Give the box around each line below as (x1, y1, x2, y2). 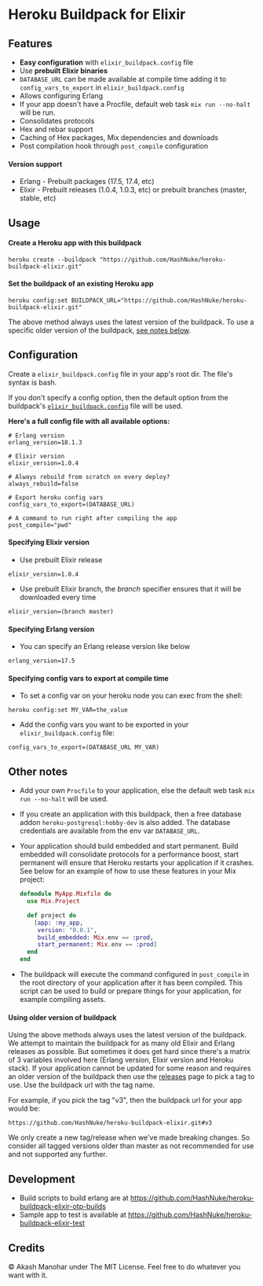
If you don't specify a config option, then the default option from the (8, 392, 229, 402)
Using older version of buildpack (8, 1012, 117, 1022)
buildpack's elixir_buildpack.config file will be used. (8, 401, 183, 411)
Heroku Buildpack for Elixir (8, 6, 186, 24)
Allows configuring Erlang (19, 91, 104, 100)
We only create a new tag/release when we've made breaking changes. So (8, 1133, 250, 1142)
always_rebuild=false (8, 480, 79, 488)
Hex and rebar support (19, 124, 93, 134)
